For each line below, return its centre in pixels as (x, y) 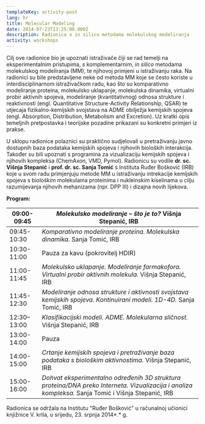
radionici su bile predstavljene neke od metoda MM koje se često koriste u (100, 77)
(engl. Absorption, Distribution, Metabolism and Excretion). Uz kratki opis (98, 116)
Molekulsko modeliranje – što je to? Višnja (119, 214)
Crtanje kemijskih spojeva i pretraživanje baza (108, 352)
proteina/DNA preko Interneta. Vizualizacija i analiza (117, 385)
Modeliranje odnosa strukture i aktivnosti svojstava (115, 292)
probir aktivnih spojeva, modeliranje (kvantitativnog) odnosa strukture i (95, 97)
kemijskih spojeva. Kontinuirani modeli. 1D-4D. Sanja (118, 299)
